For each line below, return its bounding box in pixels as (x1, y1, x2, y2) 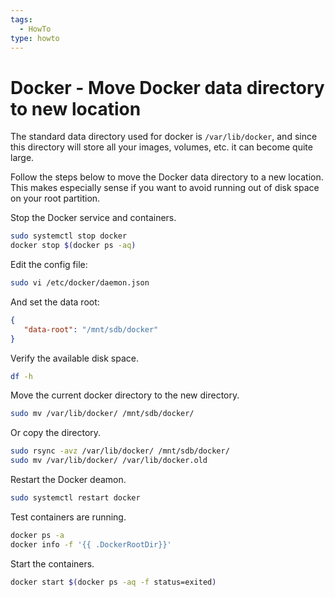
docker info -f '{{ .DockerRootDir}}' (10, 539, 172, 550)
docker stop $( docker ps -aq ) (10, 241, 137, 251)
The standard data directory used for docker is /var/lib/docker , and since (10, 131, 318, 143)
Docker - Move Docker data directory (10, 76, 325, 99)
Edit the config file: (10, 259, 88, 271)
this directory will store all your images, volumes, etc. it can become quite (10, 141, 313, 153)
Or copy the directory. (10, 427, 102, 439)
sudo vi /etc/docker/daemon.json (10, 278, 150, 288)
